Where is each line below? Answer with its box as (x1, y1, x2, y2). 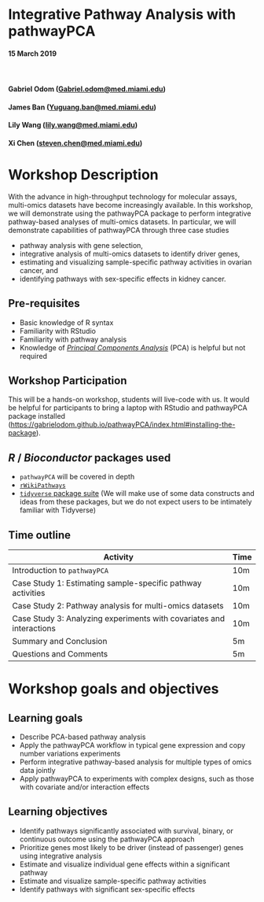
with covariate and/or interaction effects (19, 782, 150, 792)
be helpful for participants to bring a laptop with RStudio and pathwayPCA (8, 403, 247, 412)
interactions (12, 623, 57, 634)
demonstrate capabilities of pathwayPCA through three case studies (8, 225, 229, 235)
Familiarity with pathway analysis (19, 335, 127, 344)
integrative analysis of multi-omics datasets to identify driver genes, (19, 249, 240, 258)
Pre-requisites (8, 297, 80, 310)
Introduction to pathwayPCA (12, 564, 108, 575)
